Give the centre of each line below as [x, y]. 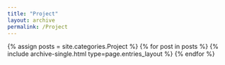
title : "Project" [33, 14]
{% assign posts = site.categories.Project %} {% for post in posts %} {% [113, 47]
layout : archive [31, 20]
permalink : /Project [38, 27]
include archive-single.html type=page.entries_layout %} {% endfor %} [111, 54]
